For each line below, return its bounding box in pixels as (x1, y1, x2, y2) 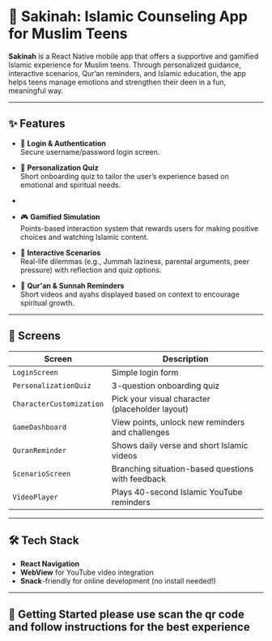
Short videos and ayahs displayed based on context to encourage (19, 289, 240, 299)
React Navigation (19, 559, 80, 569)
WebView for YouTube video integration (19, 567, 154, 578)
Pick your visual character (112, 393, 210, 404)
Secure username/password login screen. (19, 147, 160, 156)
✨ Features (8, 117, 66, 130)
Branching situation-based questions (112, 463, 253, 474)
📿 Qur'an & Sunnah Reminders (19, 280, 125, 290)
